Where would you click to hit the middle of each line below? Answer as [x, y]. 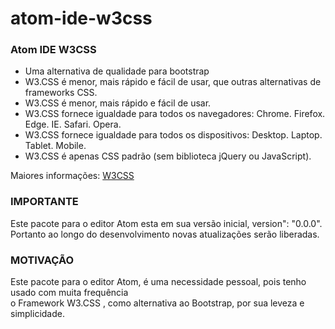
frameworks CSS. [61, 93]
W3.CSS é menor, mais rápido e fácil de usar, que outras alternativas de [173, 82]
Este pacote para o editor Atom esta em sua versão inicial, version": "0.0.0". [166, 223]
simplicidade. [37, 314]
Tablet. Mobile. [55, 146]
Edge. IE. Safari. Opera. [73, 124]
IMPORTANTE [44, 202]
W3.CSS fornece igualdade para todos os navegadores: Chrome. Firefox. [175, 114]
